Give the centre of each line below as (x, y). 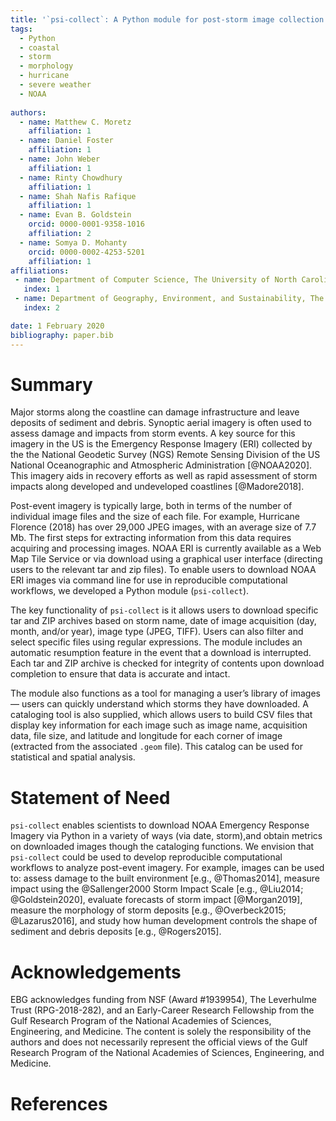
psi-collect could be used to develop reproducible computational (146, 857)
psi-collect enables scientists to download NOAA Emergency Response (160, 825)
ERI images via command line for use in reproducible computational (149, 580)
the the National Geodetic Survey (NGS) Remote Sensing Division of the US (165, 455)
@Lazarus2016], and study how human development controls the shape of (164, 921)
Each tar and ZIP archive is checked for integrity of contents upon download (167, 663)
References (59, 1103)
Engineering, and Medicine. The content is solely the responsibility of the (161, 1032)
